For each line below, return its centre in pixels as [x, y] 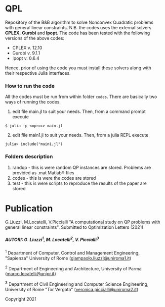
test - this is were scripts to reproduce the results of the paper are [80, 183]
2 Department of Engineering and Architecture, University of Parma [73, 268]
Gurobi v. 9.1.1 [26, 53]
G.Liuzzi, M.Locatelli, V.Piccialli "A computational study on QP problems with [83, 222]
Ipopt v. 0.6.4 [26, 58]
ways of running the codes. [33, 102]
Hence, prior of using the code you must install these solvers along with [78, 68]
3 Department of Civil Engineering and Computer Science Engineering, [77, 284]
